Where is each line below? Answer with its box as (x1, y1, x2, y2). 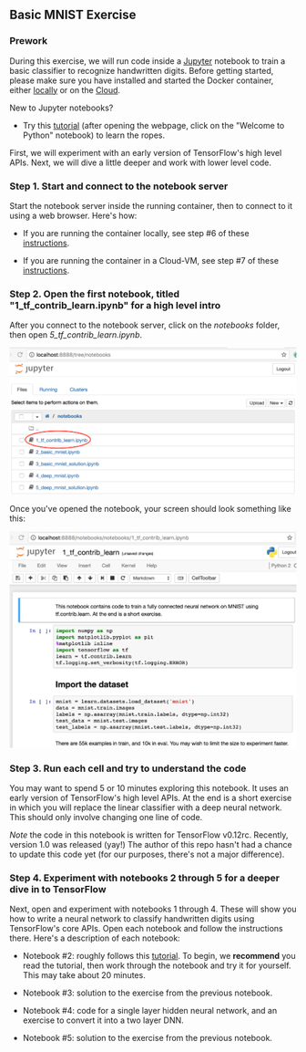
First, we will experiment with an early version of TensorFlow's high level (9, 147, 282, 158)
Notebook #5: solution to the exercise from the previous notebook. (22, 1033, 273, 1044)
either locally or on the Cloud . (9, 84, 121, 95)
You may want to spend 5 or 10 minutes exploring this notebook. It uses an (9, 783, 290, 794)
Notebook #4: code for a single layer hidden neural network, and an (22, 1005, 278, 1016)
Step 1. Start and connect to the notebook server (9, 180, 229, 193)
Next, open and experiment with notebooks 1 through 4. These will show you (9, 903, 297, 915)
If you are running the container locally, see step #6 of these (22, 227, 250, 238)
